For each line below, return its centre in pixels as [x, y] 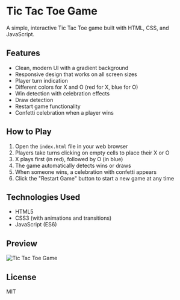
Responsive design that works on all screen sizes [76, 74]
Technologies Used [43, 197]
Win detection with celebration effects [62, 93]
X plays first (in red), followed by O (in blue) [69, 159]
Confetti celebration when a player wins [64, 112]
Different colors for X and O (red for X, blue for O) [76, 87]
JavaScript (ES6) [36, 225]
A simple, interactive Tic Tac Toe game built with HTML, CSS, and [88, 28]
